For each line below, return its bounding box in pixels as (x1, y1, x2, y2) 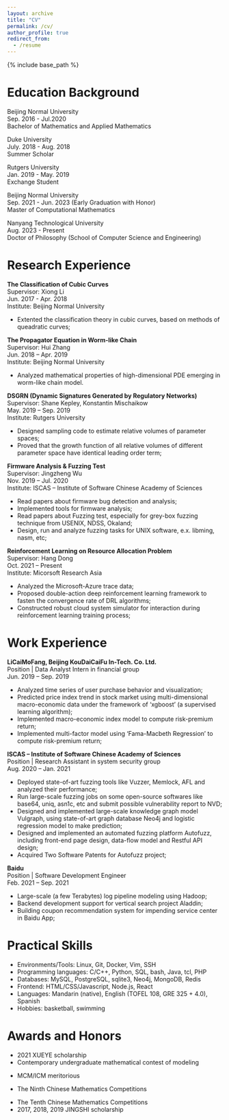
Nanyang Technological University (7, 219, 104, 227)
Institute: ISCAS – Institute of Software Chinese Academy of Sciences (7, 484, 203, 492)
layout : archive (7, 10, 53, 17)
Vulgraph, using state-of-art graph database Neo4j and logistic (16, 814, 195, 822)
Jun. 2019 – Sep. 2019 (7, 672, 70, 680)
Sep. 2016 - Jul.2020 (7, 115, 67, 123)
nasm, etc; (16, 533, 47, 542)
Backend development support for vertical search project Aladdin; (16, 899, 203, 907)
